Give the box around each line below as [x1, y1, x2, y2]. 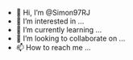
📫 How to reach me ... [15, 43, 91, 52]
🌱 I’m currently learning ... [15, 25, 102, 34]
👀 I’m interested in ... [15, 16, 85, 26]
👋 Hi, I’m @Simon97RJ [15, 8, 91, 17]
